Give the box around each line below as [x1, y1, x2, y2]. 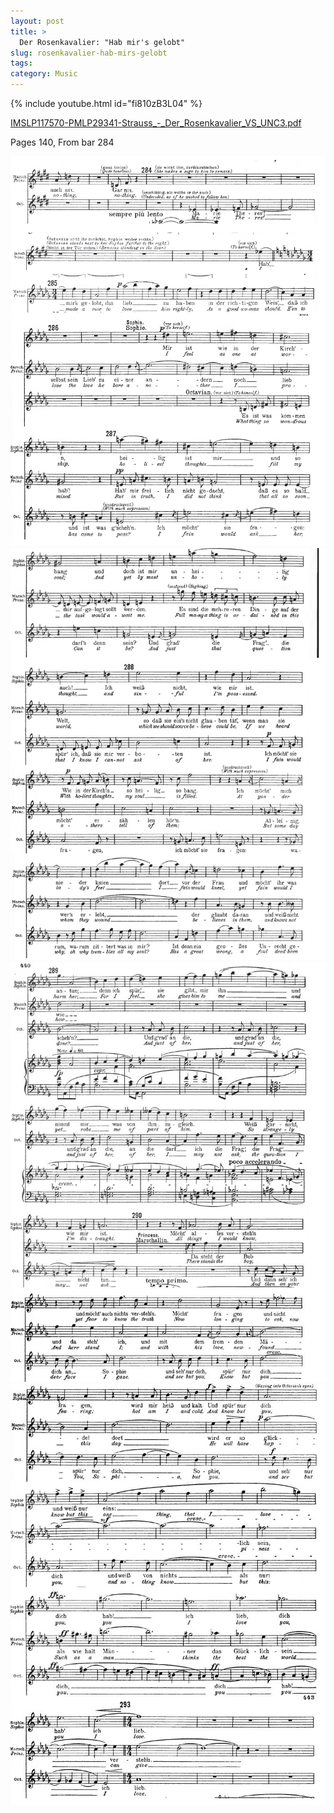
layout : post [10, 16, 65, 26]
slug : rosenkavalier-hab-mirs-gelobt [10, 48, 168, 58]
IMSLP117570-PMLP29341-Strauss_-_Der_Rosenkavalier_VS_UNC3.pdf [10, 117, 302, 129]
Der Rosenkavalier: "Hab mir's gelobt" [19, 37, 186, 47]
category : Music [10, 69, 78, 79]
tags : [10, 58, 33, 69]
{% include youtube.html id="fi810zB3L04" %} [10, 98, 203, 109]
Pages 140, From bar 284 [10, 136, 115, 148]
